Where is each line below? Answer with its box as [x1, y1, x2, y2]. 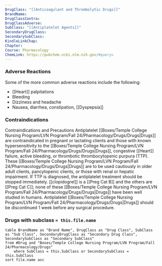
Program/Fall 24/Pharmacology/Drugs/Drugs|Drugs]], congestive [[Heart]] [5, 148, 154, 153]
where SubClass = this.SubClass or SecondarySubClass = [14, 249, 130, 254]
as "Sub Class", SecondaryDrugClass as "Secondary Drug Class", [5, 232, 138, 237]
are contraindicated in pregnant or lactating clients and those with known [5, 137, 151, 143]
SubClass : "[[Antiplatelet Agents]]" [5, 25, 81, 30]
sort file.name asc [5, 258, 45, 263]
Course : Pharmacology [5, 48, 49, 52]
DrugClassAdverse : [5, 20, 42, 26]
